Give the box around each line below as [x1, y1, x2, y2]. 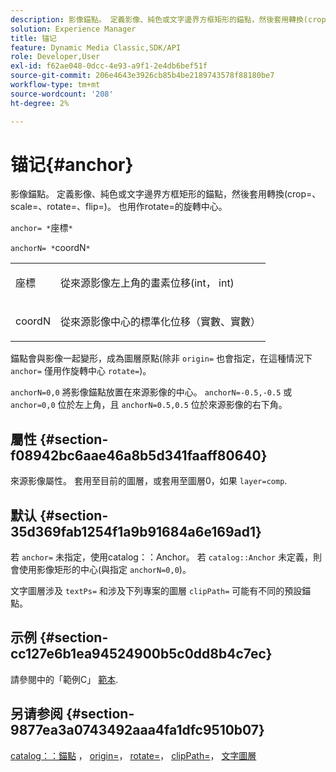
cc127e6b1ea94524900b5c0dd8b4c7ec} [10, 646, 273, 663]
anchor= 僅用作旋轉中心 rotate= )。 [10, 365, 152, 377]
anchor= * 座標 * [10, 222, 73, 234]
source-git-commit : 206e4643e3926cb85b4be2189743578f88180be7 [10, 71, 275, 81]
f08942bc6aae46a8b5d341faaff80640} [10, 447, 268, 464]
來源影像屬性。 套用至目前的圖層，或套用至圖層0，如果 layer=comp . [10, 475, 288, 487]
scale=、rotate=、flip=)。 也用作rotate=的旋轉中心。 [10, 201, 228, 213]
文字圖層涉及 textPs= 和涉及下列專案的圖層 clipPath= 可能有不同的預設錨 [10, 585, 312, 597]
